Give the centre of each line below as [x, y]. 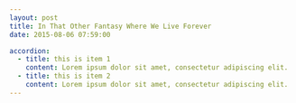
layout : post [34, 18]
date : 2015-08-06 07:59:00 [60, 34]
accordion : [30, 51]
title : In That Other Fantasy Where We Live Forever [111, 26]
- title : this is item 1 [64, 60]
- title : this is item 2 [64, 76]
